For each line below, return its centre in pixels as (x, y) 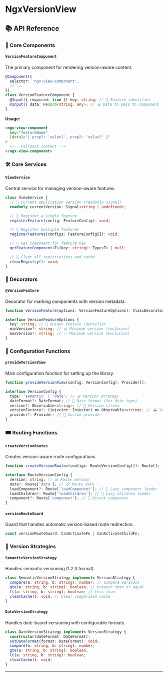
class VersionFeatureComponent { (40, 95)
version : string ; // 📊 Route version (50, 479)
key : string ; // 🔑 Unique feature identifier (58, 324)
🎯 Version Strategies (30, 547)
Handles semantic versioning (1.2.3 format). (50, 569)
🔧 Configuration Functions (38, 351)
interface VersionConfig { (33, 391)
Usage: (13, 118)
